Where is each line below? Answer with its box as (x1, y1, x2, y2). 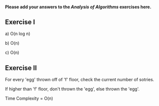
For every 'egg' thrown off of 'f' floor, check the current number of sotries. (5, 77, 155, 83)
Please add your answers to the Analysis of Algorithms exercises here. (5, 4, 152, 10)
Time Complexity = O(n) (5, 95, 53, 102)
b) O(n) (5, 40, 19, 46)
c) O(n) (5, 50, 19, 55)
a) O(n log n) (5, 31, 31, 36)
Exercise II (5, 64, 37, 72)
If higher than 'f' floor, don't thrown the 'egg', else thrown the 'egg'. (5, 86, 140, 92)
